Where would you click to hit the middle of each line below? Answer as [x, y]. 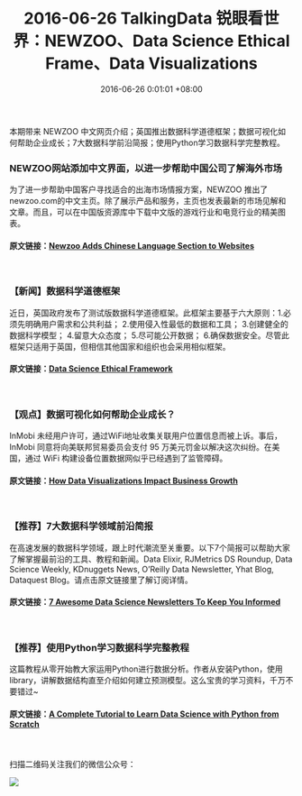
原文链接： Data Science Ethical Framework [91, 369]
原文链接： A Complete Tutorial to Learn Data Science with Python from [144, 714]
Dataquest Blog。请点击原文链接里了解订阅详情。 [101, 580]
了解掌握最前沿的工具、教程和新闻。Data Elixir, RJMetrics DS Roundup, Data [151, 559]
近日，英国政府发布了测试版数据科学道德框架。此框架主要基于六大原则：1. [146, 313]
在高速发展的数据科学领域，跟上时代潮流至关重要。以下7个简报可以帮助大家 [150, 547]
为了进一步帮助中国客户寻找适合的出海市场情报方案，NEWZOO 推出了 [139, 189]
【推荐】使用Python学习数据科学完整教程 [99, 647]
